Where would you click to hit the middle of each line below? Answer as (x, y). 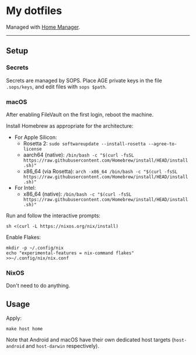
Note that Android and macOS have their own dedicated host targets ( (90, 340)
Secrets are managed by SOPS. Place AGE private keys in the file (84, 80)
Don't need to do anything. (38, 286)
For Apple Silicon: (36, 137)
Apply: (14, 318)
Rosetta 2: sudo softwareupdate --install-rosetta (84, 143)
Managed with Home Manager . (43, 27)
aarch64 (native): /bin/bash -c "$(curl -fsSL (78, 155)
